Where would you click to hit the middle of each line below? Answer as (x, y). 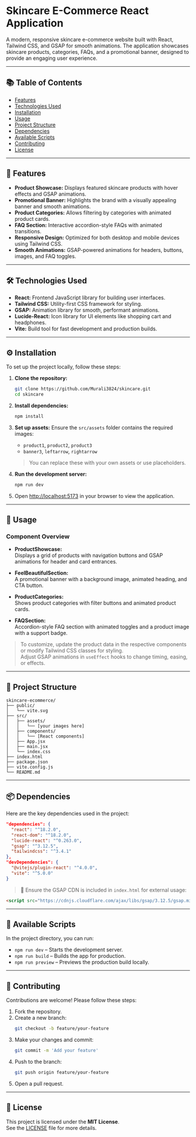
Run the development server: (51, 474)
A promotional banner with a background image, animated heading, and (101, 579)
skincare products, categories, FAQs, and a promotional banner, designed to (98, 52)
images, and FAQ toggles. (45, 256)
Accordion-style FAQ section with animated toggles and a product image (102, 627)
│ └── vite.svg (27, 711)
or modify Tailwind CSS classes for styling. (72, 651)
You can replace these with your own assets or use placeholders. (107, 462)
